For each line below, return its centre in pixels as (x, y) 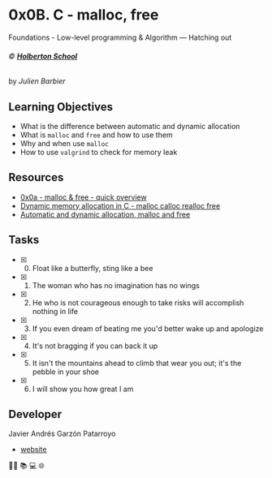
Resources (36, 177)
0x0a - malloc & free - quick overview (84, 197)
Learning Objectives (61, 107)
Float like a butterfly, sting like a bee (93, 268)
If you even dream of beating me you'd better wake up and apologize (148, 328)
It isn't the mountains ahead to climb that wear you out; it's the (137, 363)
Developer (35, 414)
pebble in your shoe (66, 372)
